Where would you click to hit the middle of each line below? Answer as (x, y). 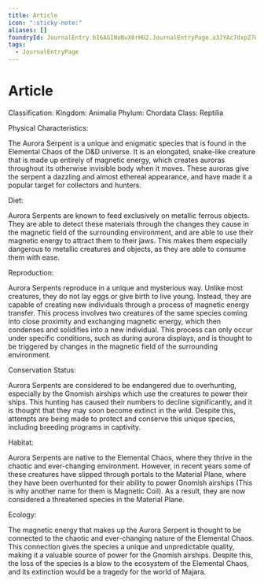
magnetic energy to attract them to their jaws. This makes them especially (128, 240)
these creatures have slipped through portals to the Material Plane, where (127, 474)
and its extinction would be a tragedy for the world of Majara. (107, 571)
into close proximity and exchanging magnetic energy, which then (115, 321)
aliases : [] (27, 30)
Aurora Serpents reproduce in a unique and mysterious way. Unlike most (126, 287)
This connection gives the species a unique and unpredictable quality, (121, 546)
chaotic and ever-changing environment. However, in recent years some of (130, 466)
